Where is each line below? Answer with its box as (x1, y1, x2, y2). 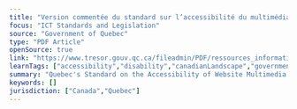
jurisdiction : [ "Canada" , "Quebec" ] (9, 86, 141, 95)
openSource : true (9, 46, 73, 54)
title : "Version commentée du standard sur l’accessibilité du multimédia (9, 12, 291, 22)
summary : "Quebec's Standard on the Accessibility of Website (9, 70, 243, 79)
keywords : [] (9, 78, 57, 87)
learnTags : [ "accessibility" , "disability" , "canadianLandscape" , (9, 62, 251, 71)
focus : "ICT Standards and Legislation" (9, 21, 161, 30)
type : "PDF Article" (9, 37, 86, 47)
